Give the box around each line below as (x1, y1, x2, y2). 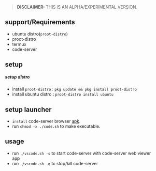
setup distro (5, 74, 30, 79)
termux (12, 41, 27, 47)
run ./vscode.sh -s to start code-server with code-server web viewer (12, 150, 151, 156)
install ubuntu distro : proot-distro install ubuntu (12, 92, 113, 97)
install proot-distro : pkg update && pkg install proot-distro (12, 86, 137, 92)
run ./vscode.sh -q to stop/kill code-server (12, 160, 98, 166)
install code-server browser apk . (12, 118, 81, 124)
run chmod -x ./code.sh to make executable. (12, 123, 100, 129)
